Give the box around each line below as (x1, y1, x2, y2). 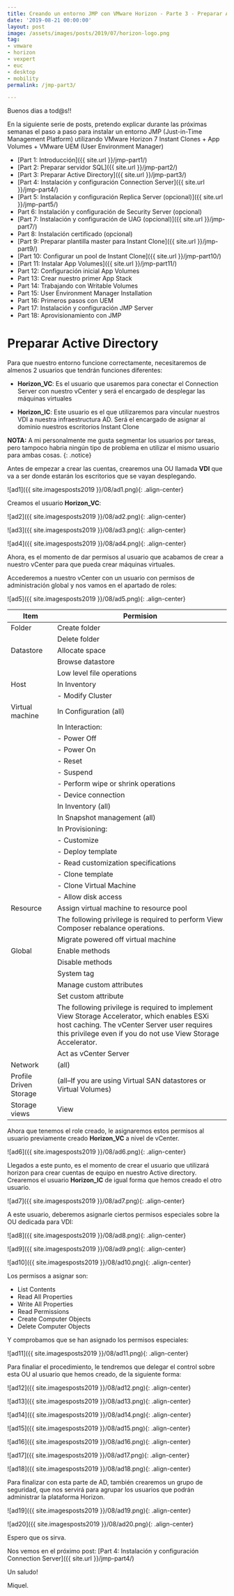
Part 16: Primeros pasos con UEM (17, 297, 114, 305)
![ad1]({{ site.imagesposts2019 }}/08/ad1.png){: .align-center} (7, 486, 184, 494)
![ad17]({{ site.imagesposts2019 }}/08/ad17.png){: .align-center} (7, 1451, 190, 1459)
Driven (10, 1080, 33, 1090)
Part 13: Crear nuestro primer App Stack (17, 274, 132, 283)
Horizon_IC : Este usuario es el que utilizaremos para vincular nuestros (17, 408, 220, 417)
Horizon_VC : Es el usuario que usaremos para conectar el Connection (17, 380, 219, 388)
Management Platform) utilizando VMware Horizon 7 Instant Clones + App (7, 135, 220, 144)
